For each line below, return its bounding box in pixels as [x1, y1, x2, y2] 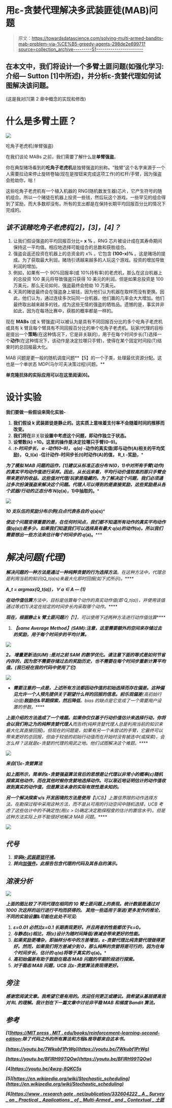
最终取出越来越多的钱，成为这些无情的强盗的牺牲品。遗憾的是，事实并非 [13, 301, 164, 307]
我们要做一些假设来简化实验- [6, 409, 66, 415]
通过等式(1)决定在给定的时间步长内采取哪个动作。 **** [6, 603, 118, 610]
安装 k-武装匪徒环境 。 [13, 854, 58, 860]
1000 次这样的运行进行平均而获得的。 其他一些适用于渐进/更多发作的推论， [6, 907, 163, 913]
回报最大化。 [23, 344, 50, 350]
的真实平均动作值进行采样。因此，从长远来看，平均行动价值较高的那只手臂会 [6, 469, 166, 475]
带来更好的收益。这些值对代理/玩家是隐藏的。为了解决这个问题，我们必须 [6, 475, 159, 481]
